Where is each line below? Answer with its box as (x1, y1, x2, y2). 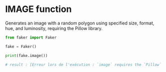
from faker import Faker (5, 35, 57, 40)
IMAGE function (5, 3, 72, 15)
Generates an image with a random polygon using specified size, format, (5, 20, 155, 26)
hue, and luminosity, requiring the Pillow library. (5, 25, 103, 31)
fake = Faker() (5, 44, 37, 49)
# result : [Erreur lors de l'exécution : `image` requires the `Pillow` (5, 62, 162, 67)
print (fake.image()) (5, 53, 48, 58)
